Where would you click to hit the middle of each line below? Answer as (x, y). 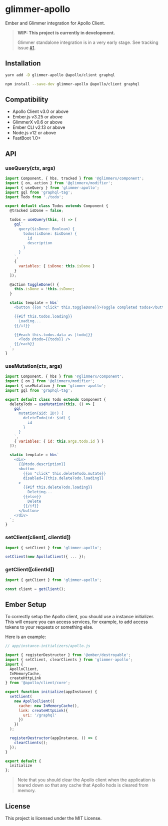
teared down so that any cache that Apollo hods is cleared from (83, 785)
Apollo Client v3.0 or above (40, 111)
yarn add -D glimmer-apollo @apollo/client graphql (60, 75)
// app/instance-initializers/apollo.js (48, 646)
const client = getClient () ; (35, 589)
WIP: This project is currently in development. (66, 32)
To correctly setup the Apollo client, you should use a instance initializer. (80, 617)
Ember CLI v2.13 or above (39, 127)
